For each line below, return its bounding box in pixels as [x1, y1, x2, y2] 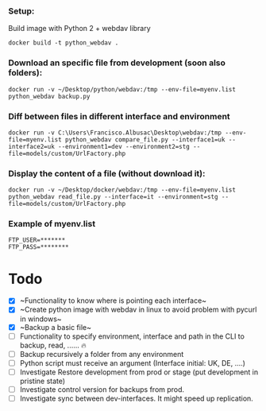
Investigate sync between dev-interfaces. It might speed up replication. [19, 394, 254, 403]
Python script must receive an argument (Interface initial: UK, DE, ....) [19, 358, 246, 367]
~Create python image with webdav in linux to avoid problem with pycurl [19, 304, 257, 315]
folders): [8, 68, 43, 79]
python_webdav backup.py [8, 92, 91, 100]
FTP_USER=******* [8, 236, 66, 244]
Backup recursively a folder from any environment [19, 349, 184, 359]
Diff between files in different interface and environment [8, 111, 230, 122]
